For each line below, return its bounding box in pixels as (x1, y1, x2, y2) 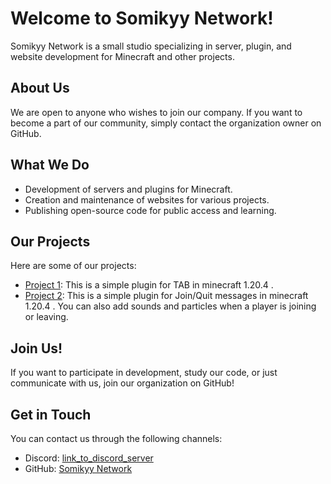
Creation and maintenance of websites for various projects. (24, 193, 270, 206)
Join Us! (10, 340, 63, 357)
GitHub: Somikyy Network (24, 463, 133, 474)
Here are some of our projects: (10, 260, 137, 272)
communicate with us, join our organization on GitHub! (10, 377, 235, 389)
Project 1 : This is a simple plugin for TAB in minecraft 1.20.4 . (24, 279, 274, 291)
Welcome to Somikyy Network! (10, 7, 274, 30)
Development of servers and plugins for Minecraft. (24, 183, 233, 195)
